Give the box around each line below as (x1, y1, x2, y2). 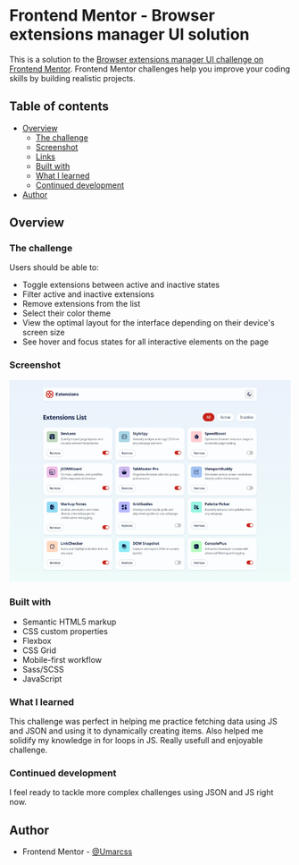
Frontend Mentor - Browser (9, 5, 216, 26)
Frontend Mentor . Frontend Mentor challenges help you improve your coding (9, 64, 291, 74)
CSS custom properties (21, 625, 109, 636)
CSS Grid (21, 645, 56, 656)
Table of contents (9, 99, 109, 114)
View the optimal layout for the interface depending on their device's (21, 318, 275, 328)
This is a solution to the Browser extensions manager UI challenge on (9, 54, 264, 64)
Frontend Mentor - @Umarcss (21, 846, 133, 857)
